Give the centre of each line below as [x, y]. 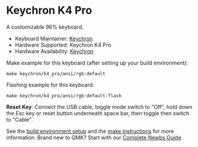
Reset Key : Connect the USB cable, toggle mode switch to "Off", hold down [99, 107]
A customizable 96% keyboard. [45, 27]
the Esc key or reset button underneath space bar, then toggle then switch [98, 113]
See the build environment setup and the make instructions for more [90, 131]
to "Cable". [19, 120]
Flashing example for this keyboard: [50, 85]
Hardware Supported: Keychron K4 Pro [63, 45]
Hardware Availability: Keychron [54, 51]
